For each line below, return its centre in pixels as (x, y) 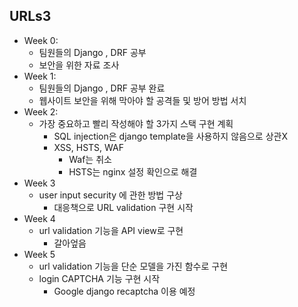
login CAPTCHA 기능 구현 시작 (99, 278)
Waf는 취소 (90, 159)
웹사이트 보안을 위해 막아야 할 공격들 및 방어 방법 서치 (142, 100)
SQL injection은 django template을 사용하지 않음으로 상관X (170, 136)
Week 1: (40, 76)
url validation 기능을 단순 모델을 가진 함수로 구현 (133, 266)
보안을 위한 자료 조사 (79, 65)
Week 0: (41, 40)
